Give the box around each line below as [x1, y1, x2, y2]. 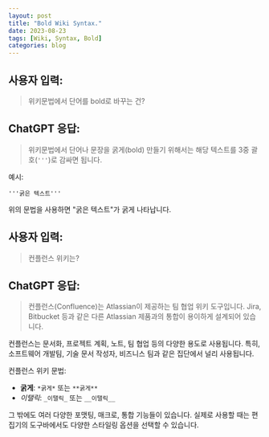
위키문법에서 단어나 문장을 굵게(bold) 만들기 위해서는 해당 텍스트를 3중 [27, 145, 250, 154]
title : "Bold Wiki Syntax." [8, 19, 103, 27]
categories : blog [8, 42, 67, 50]
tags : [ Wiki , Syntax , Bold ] [8, 34, 103, 43]
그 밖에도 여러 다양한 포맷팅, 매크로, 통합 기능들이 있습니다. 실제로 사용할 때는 [8, 410, 251, 420]
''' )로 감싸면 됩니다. [37, 154, 103, 165]
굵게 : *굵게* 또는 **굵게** [19, 383, 98, 393]
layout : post [8, 11, 52, 20]
